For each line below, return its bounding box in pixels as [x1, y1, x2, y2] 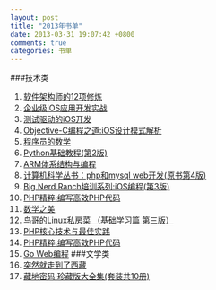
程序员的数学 [22, 136, 71, 147]
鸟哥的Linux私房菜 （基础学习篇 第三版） [22, 215, 174, 225]
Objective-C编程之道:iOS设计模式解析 [22, 125, 162, 136]
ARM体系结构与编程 [22, 159, 97, 170]
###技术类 [10, 73, 49, 83]
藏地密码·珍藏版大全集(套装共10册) [22, 271, 151, 282]
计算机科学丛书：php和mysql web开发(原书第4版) [22, 170, 207, 180]
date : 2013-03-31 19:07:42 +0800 [10, 30, 135, 39]
